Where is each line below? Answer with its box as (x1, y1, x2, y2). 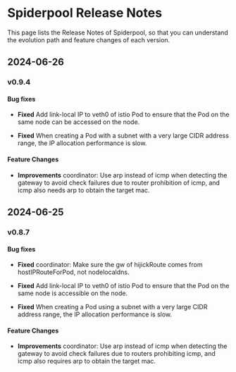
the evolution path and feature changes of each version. (7, 35, 170, 44)
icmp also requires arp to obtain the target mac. (17, 357, 156, 366)
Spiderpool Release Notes (7, 5, 163, 21)
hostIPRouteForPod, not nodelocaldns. (17, 268, 130, 276)
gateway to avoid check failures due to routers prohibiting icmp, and (17, 349, 216, 358)
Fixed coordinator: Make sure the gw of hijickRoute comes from (17, 261, 203, 269)
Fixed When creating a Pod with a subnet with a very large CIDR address (17, 132, 229, 140)
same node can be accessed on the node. (17, 118, 140, 126)
